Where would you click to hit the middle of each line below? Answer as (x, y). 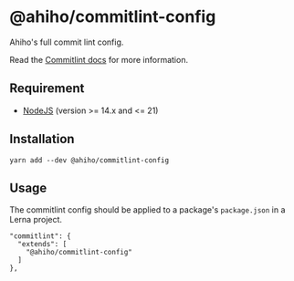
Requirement (47, 88)
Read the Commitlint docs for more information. (99, 59)
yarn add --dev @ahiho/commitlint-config (89, 160)
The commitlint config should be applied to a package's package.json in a (147, 210)
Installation (42, 139)
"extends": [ (42, 245)
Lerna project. (36, 220)
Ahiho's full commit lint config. (67, 42)
